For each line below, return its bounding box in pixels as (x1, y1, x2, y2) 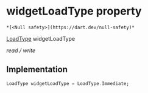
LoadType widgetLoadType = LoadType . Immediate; (6, 80, 130, 86)
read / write (6, 47, 35, 54)
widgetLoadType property (6, 4, 142, 18)
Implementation (6, 64, 68, 75)
